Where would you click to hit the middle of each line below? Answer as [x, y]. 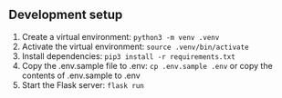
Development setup [66, 15]
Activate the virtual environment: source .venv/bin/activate [135, 46]
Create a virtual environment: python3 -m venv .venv [120, 36]
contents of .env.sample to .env [81, 75]
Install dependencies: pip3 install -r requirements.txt [129, 56]
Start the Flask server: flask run [83, 84]
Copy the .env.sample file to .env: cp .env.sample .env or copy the [147, 65]
